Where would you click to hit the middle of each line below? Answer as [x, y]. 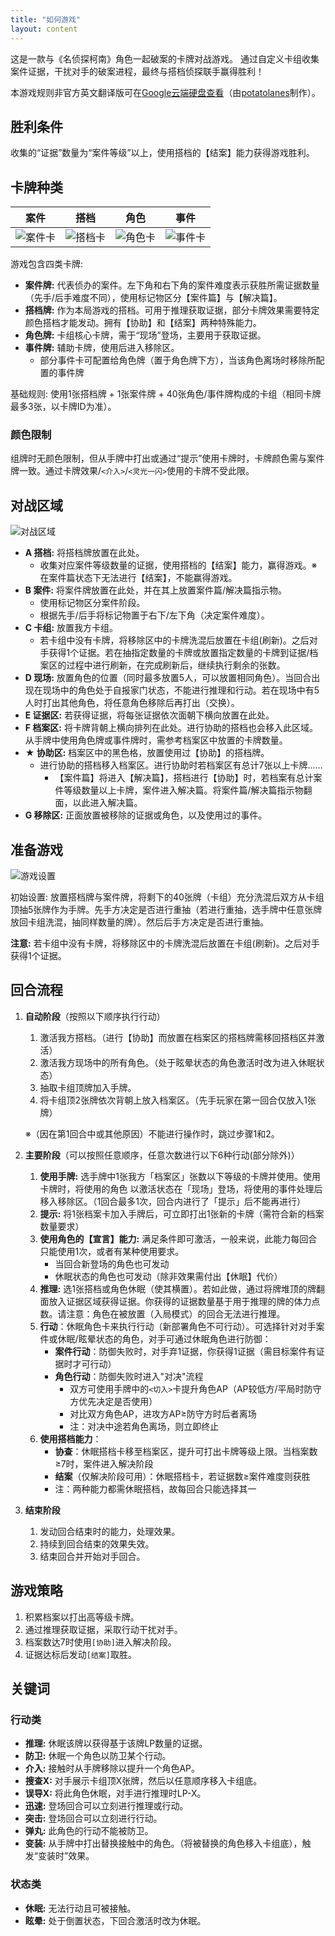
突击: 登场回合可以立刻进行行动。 [93, 1818]
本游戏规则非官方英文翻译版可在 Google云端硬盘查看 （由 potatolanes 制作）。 [165, 92]
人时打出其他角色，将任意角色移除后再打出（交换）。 [132, 703]
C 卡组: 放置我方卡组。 [71, 628]
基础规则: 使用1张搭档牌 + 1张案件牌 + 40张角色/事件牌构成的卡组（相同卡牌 [166, 394]
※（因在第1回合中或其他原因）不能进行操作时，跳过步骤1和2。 [152, 1133]
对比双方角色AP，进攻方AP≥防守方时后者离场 [163, 1413]
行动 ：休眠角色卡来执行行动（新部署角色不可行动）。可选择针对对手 [178, 1326]
